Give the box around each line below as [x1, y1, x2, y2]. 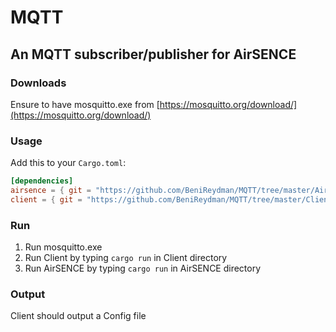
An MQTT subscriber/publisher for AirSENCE [10, 46, 297, 63]
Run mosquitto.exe [24, 241, 103, 253]
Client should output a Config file [10, 310, 147, 322]
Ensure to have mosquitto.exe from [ [10, 98, 160, 110]
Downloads [10, 76, 67, 90]
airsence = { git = [10, 186, 92, 196]
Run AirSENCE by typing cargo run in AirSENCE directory [24, 262, 262, 275]
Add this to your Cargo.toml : [10, 157, 127, 169]
